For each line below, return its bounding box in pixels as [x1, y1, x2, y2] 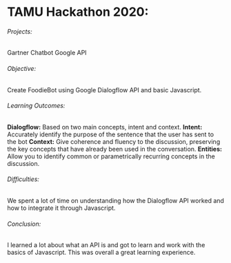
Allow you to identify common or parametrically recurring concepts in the [7, 152, 215, 160]
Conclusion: [7, 220, 41, 228]
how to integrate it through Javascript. [7, 204, 116, 212]
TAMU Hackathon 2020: [7, 4, 149, 20]
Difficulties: [7, 175, 40, 183]
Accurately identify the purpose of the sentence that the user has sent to [7, 130, 214, 138]
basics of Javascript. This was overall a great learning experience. [7, 249, 196, 257]
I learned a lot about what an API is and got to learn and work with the [7, 241, 205, 249]
